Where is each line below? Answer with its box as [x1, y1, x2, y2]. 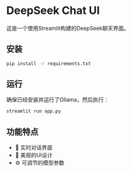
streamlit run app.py [6, 108, 61, 114]
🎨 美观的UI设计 [15, 151, 53, 159]
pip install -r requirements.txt [6, 60, 91, 67]
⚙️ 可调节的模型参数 [15, 159, 65, 167]
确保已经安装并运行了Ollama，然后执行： [6, 96, 109, 103]
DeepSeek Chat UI [6, 4, 100, 18]
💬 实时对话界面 [15, 144, 53, 151]
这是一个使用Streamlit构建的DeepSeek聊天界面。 [6, 24, 130, 32]
